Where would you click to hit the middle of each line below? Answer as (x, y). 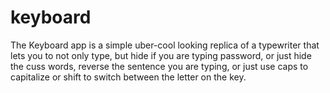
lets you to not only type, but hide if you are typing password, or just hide (161, 55)
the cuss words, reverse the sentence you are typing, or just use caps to (159, 66)
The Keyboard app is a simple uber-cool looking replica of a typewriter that (165, 45)
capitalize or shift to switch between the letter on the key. (128, 77)
